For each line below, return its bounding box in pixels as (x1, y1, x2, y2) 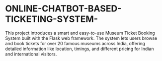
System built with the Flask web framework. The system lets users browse (5, 35, 158, 41)
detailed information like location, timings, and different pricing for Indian (5, 46, 154, 52)
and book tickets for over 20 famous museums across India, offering (5, 40, 146, 46)
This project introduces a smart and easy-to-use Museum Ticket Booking (5, 30, 155, 36)
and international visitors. (5, 51, 57, 57)
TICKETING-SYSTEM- (5, 13, 98, 25)
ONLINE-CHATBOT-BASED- (5, 3, 122, 14)
